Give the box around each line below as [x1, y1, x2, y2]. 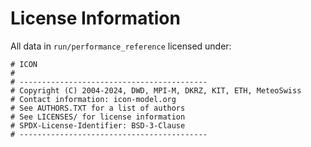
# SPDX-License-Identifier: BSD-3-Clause [10, 120, 186, 131]
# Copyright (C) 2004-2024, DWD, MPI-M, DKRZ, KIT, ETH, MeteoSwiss [10, 85, 302, 96]
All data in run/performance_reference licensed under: [10, 40, 232, 52]
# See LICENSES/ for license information [10, 112, 186, 122]
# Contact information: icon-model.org [10, 94, 177, 104]
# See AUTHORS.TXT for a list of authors [10, 103, 186, 113]
